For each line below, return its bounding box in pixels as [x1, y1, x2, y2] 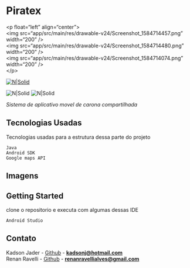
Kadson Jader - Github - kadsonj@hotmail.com [6, 249, 123, 256]
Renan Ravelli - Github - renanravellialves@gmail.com [6, 255, 140, 262]
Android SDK [6, 150, 35, 156]
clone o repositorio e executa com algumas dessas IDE [6, 206, 139, 213]
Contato [6, 233, 36, 243]
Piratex [6, 4, 42, 18]
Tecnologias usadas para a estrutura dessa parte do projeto [6, 133, 151, 140]
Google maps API [6, 155, 46, 161]
